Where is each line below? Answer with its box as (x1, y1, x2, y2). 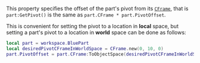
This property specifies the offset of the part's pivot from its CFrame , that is (6, 5, 189, 12)
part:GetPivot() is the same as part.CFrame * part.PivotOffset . (6, 11, 166, 18)
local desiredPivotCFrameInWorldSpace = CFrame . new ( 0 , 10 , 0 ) (6, 45, 164, 52)
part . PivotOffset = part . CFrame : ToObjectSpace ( (6, 51, 127, 57)
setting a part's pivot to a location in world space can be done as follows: (6, 29, 186, 36)
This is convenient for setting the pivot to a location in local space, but (6, 23, 179, 29)
